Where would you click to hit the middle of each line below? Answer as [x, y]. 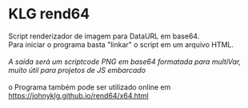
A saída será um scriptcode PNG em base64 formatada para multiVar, [125, 62]
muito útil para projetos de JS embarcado [77, 70]
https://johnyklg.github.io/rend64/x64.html [79, 95]
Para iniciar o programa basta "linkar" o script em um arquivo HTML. [121, 44]
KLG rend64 [49, 14]
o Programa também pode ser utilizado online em [90, 87]
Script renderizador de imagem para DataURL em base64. [104, 36]
